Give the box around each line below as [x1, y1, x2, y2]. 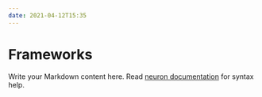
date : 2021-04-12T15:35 [8, 11, 87, 20]
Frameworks [8, 45, 93, 63]
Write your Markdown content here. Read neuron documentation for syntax [8, 72, 254, 81]
